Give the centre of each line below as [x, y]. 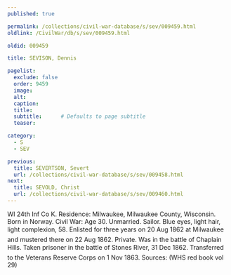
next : [15, 181]
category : [22, 136]
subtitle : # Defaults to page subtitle [80, 116]
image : [23, 90]
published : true [31, 14]
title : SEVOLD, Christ [47, 188]
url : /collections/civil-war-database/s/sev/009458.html [99, 175]
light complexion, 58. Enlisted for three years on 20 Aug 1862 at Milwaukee [116, 229]
